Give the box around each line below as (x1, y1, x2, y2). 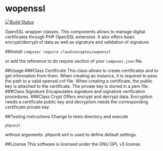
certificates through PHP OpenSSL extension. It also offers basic (5, 34, 135, 40)
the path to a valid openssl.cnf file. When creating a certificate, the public (5, 78, 153, 84)
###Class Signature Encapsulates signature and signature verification (5, 88, 145, 94)
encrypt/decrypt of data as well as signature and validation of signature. (5, 39, 150, 45)
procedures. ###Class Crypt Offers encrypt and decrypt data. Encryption (5, 94, 153, 100)
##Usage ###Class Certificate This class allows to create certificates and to (5, 67, 159, 74)
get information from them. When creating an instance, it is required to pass (5, 73, 158, 78)
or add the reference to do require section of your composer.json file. (5, 58, 143, 64)
